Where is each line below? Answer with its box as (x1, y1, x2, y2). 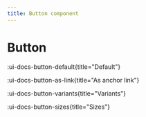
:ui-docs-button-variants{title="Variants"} (7, 89, 127, 97)
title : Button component (7, 10, 79, 17)
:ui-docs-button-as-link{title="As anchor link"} (7, 76, 140, 84)
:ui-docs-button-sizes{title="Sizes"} (7, 103, 111, 111)
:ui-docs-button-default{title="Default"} (7, 63, 121, 71)
